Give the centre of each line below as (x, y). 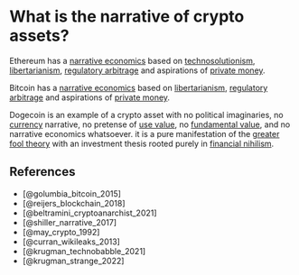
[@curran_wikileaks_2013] (71, 242)
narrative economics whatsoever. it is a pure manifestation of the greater (145, 133)
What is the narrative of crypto (127, 17)
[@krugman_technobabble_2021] (84, 251)
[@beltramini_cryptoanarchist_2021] (89, 213)
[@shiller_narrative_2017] (70, 222)
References (42, 172)
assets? (39, 36)
